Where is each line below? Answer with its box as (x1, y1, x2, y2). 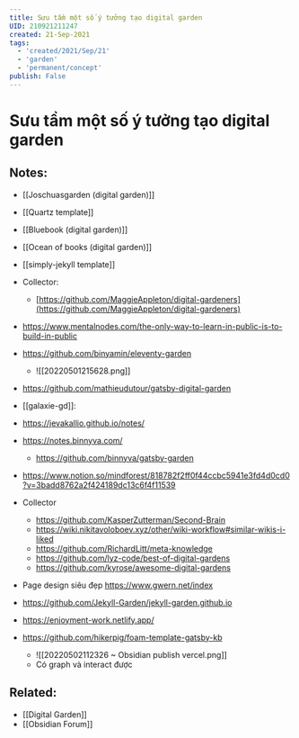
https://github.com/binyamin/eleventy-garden (22, 347, 191, 358)
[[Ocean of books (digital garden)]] (22, 241, 153, 252)
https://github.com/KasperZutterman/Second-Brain (35, 514, 226, 525)
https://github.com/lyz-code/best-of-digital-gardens (35, 553, 231, 563)
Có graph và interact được (35, 659, 133, 670)
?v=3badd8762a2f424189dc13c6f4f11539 (22, 479, 177, 490)
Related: (9, 685, 57, 700)
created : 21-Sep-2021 (9, 30, 91, 39)
